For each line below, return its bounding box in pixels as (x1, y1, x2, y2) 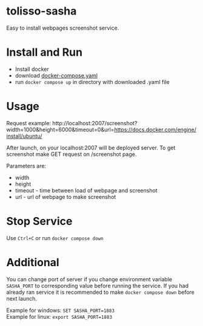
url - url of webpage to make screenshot (15, 193, 116, 200)
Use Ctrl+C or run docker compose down (6, 234, 104, 241)
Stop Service (6, 215, 73, 228)
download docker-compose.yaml (15, 71, 98, 79)
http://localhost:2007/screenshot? (52, 119, 138, 126)
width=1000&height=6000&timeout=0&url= (6, 126, 115, 133)
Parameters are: (6, 162, 47, 169)
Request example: (6, 119, 52, 126)
